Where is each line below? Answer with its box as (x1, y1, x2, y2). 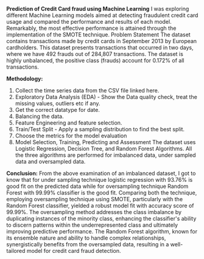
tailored (6, 247, 26, 254)
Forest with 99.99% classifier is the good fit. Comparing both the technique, (6, 189, 197, 196)
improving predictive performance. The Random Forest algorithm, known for (6, 228, 198, 235)
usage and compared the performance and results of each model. (6, 18, 172, 25)
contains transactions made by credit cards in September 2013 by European (6, 38, 197, 44)
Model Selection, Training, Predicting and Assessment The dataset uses (15, 139, 196, 145)
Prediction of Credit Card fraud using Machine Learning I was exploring (6, 5, 189, 12)
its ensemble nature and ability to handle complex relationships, (6, 234, 166, 241)
